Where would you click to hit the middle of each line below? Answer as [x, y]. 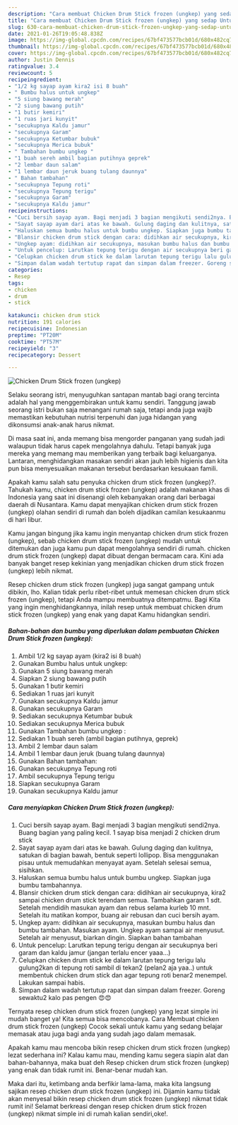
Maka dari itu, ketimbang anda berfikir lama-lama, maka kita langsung [109, 1084]
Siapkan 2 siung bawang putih [62, 679]
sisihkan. [31, 870]
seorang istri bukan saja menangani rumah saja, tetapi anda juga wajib [110, 410]
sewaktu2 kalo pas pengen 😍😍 [65, 998]
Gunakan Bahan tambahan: [58, 761]
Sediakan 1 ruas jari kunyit [56, 694]
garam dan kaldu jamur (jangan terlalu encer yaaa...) [94, 953]
